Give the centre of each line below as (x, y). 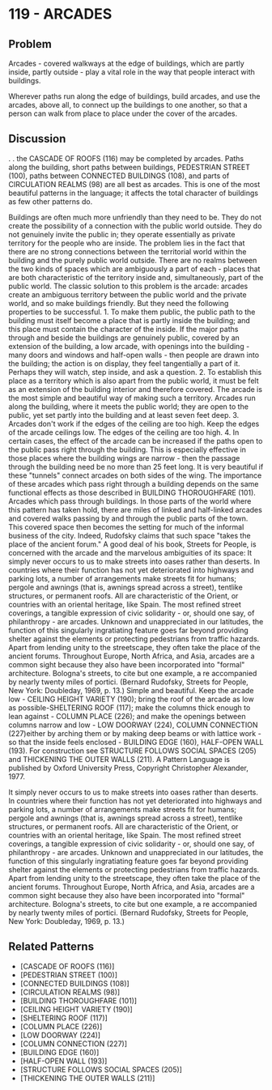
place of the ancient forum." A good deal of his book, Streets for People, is (132, 544)
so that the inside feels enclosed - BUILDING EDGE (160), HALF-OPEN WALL (136, 742)
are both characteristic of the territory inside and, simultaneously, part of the (136, 277)
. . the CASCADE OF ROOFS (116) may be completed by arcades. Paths (126, 158)
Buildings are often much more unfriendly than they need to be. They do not (135, 217)
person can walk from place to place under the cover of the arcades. (123, 113)
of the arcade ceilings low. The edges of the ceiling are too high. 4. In (124, 432)
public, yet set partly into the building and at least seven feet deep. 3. (124, 415)
